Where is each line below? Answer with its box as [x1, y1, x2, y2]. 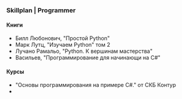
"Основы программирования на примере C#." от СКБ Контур [15, 81, 176, 89]
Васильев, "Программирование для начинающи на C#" [15, 54, 161, 61]
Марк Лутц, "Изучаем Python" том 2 [15, 41, 111, 49]
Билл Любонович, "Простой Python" [15, 35, 110, 42]
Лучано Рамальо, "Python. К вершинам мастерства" [15, 47, 153, 55]
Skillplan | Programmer [6, 6, 76, 15]
